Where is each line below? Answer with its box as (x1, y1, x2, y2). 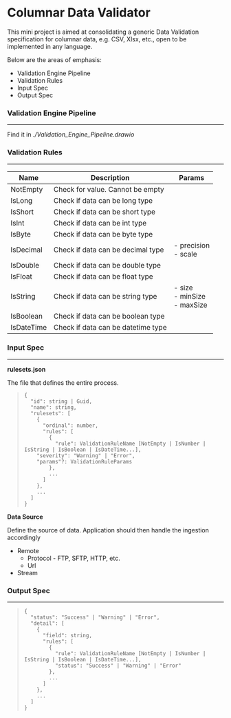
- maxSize (173, 300, 208, 310)
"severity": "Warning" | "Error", (36, 452, 135, 459)
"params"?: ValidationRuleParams (36, 458, 133, 465)
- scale (173, 249, 197, 259)
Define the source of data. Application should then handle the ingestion (7, 526, 210, 534)
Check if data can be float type (53, 271, 153, 281)
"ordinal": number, (42, 422, 98, 429)
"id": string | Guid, (30, 398, 93, 405)
